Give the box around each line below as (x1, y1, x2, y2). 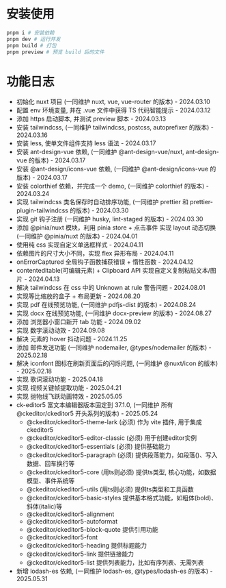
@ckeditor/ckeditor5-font (26, 533, 98, 541)
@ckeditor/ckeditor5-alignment (26, 510, 115, 518)
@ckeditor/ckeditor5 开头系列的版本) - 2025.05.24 (16, 409, 158, 418)
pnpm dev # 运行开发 (6, 36, 61, 42)
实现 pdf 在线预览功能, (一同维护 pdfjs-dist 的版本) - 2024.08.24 (16, 301, 197, 309)
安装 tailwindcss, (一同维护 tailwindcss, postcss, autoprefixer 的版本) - (16, 123, 214, 132)
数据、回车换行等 (26, 460, 75, 468)
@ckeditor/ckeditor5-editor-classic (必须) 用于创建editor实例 (26, 434, 197, 442)
